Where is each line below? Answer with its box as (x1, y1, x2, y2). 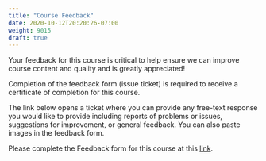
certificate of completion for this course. (8, 88, 141, 98)
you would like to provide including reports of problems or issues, (8, 112, 223, 121)
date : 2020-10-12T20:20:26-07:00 (8, 19, 119, 27)
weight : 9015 (8, 26, 52, 34)
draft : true (8, 33, 48, 42)
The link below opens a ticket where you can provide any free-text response (8, 103, 258, 113)
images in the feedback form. (8, 128, 105, 138)
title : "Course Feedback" (8, 11, 94, 20)
